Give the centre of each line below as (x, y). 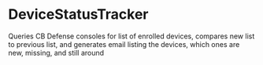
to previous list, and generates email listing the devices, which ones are (124, 44)
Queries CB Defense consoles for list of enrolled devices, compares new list (131, 36)
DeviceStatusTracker (78, 14)
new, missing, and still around (56, 52)
